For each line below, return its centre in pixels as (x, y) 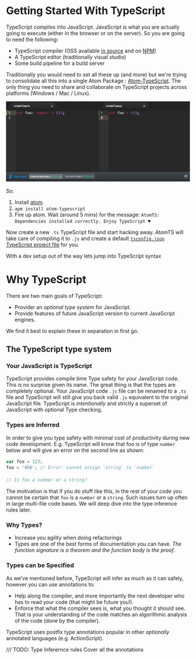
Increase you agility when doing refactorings (68, 538)
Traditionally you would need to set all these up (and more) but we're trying (96, 74)
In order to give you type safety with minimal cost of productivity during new (98, 438)
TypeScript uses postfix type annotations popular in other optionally (88, 632)
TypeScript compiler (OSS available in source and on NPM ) (85, 50)
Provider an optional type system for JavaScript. (73, 307)
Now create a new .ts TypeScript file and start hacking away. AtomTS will (95, 232)
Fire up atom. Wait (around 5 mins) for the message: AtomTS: (87, 214)
